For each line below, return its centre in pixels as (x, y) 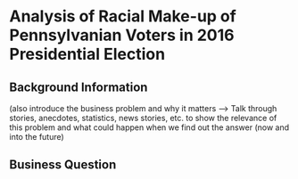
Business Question (63, 165)
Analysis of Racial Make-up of (123, 16)
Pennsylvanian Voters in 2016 (122, 35)
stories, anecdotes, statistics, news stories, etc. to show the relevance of (143, 118)
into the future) (37, 137)
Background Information (79, 87)
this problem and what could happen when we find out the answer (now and (149, 127)
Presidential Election (87, 54)
